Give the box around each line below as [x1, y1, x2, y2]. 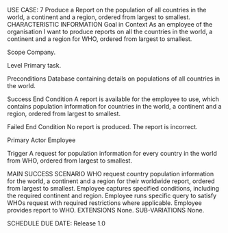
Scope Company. [7, 48, 56, 56]
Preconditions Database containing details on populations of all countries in [7, 74, 220, 83]
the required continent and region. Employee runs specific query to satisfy [7, 191, 217, 200]
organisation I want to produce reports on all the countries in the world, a [7, 27, 213, 36]
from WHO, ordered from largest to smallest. [7, 156, 132, 165]
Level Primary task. [7, 61, 62, 69]
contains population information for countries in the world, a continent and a [7, 102, 222, 110]
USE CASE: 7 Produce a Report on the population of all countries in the [7, 6, 207, 14]
